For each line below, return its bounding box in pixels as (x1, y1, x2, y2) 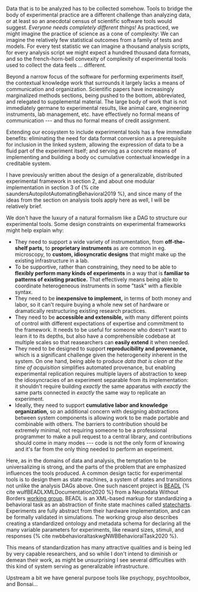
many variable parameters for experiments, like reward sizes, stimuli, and (6, 526, 184, 533)
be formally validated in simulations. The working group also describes (6, 514, 178, 520)
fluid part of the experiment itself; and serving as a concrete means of (6, 147, 177, 154)
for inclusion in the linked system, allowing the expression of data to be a (6, 141, 184, 148)
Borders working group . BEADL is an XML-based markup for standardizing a (6, 495, 192, 502)
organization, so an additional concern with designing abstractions (14, 408, 179, 415)
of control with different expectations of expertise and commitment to (14, 320, 184, 327)
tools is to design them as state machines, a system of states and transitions (6, 476, 192, 483)
